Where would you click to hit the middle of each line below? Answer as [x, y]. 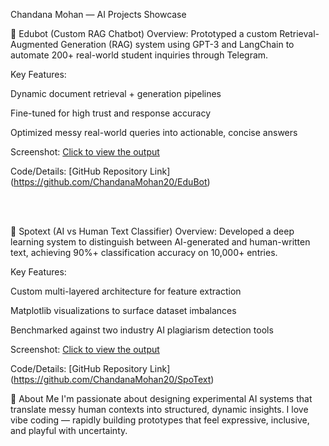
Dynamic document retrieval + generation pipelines [116, 93]
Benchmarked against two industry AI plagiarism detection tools [142, 330]
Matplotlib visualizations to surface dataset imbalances [123, 310]
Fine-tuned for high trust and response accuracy [111, 113]
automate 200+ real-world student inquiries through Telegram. [139, 55]
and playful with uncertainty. [69, 430]
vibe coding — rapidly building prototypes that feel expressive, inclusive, [160, 420]
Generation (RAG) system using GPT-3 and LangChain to [177, 44]
